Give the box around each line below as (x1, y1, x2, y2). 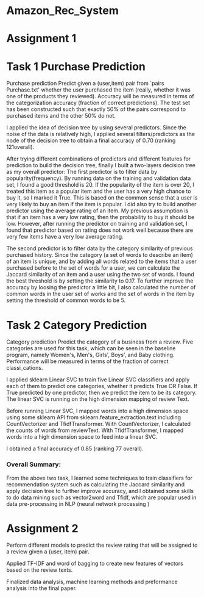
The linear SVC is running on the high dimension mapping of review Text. (6, 395, 190, 403)
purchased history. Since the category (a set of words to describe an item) (6, 251, 194, 259)
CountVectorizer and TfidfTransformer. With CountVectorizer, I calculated (6, 420, 191, 428)
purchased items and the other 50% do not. (6, 112, 116, 120)
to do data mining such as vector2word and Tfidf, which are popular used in (6, 494, 197, 501)
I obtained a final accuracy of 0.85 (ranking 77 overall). (6, 445, 144, 452)
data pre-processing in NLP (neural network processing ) (6, 500, 150, 507)
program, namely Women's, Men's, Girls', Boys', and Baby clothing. (6, 351, 175, 359)
